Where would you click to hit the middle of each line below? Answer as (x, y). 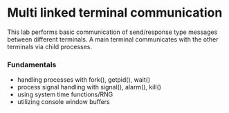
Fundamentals (32, 64)
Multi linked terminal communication (115, 13)
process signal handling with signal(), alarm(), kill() (89, 87)
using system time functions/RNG (65, 94)
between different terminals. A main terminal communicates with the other (113, 39)
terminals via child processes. (49, 46)
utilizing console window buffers (63, 102)
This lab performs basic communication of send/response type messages (112, 32)
